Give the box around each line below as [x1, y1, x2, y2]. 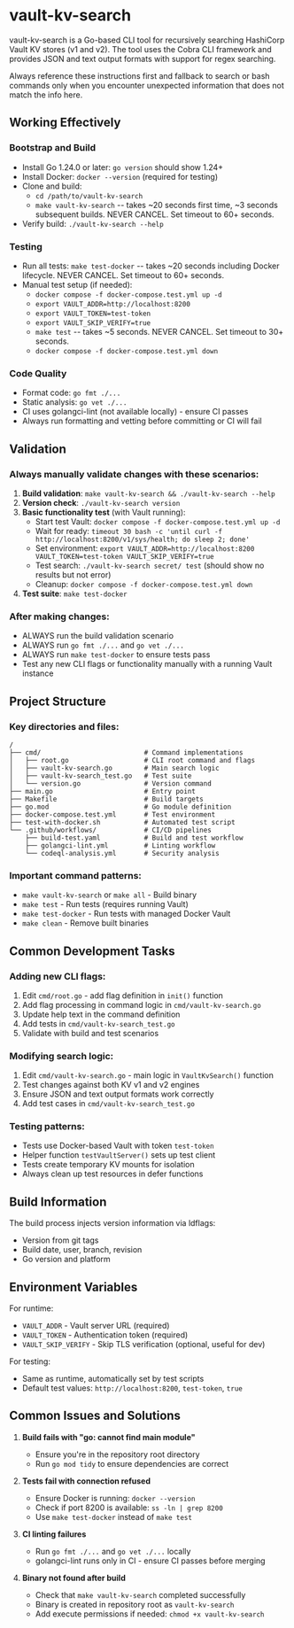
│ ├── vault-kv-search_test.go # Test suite [9, 771, 192, 780]
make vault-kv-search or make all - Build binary [21, 889, 197, 900]
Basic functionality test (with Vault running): [21, 507, 186, 517]
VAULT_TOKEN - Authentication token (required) [21, 1330, 189, 1340]
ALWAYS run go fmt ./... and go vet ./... [21, 640, 184, 651]
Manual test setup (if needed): [21, 279, 133, 290]
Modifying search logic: [9, 1050, 114, 1062]
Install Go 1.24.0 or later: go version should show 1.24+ [21, 161, 224, 173]
